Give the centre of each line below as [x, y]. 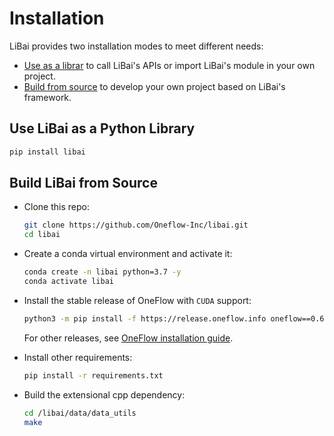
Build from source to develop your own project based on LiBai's [154, 86]
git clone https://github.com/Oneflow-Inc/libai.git [136, 225]
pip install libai [47, 152]
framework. [47, 97]
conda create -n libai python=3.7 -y [102, 272]
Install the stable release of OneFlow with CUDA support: [137, 300]
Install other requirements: [78, 357]
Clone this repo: [56, 207]
